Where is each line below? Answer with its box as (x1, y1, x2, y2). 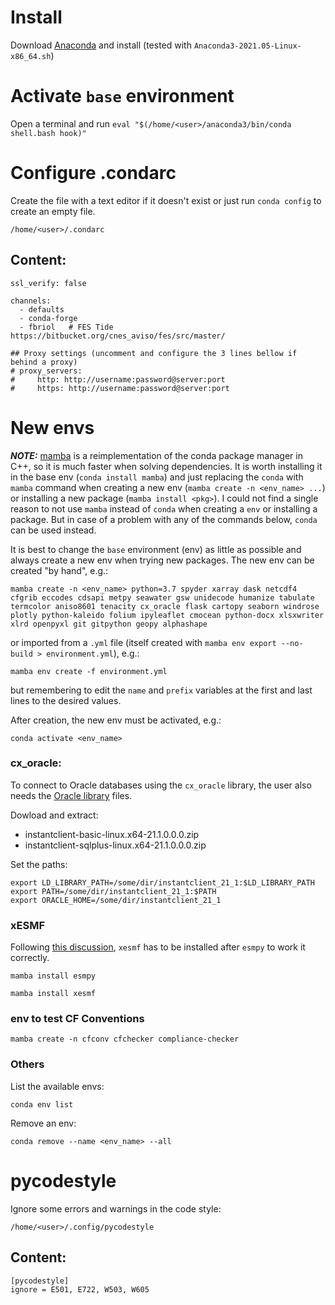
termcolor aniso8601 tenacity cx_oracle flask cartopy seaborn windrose (10, 601, 320, 611)
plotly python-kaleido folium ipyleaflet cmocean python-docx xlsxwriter (10, 610, 325, 620)
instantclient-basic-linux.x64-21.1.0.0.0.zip (24, 828, 200, 840)
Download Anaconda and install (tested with (10, 39, 192, 51)
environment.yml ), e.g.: (46, 647, 140, 659)
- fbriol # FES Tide (19, 322, 114, 332)
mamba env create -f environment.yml (10, 666, 168, 676)
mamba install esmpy (10, 971, 97, 981)
